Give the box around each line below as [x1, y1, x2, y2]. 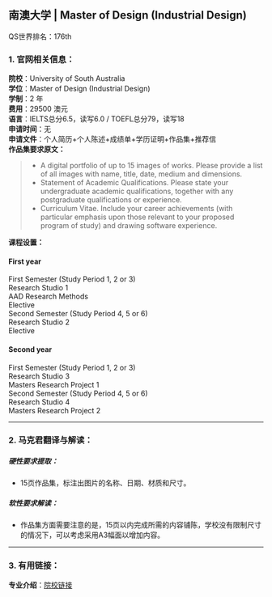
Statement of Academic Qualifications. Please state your [40, 178, 229, 188]
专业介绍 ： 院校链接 [8, 580, 73, 590]
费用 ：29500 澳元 [8, 104, 69, 114]
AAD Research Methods [8, 291, 89, 302]
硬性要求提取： [8, 456, 58, 466]
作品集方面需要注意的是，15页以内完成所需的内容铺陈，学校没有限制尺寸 [19, 520, 261, 530]
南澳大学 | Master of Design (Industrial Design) [8, 8, 247, 23]
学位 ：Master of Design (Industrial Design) [8, 84, 151, 94]
